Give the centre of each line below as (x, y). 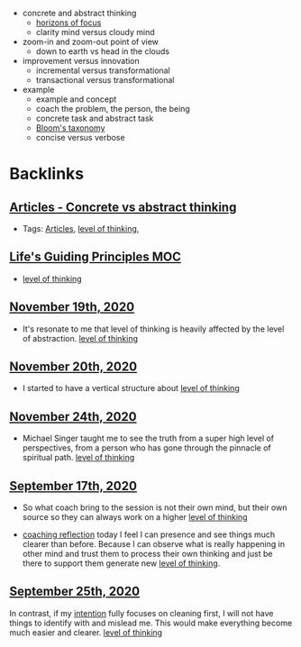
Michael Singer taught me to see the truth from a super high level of (148, 438)
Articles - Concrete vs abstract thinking (123, 207)
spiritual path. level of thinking (78, 458)
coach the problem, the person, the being (113, 109)
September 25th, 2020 (75, 592)
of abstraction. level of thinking (80, 338)
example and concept (76, 99)
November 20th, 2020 (73, 367)
